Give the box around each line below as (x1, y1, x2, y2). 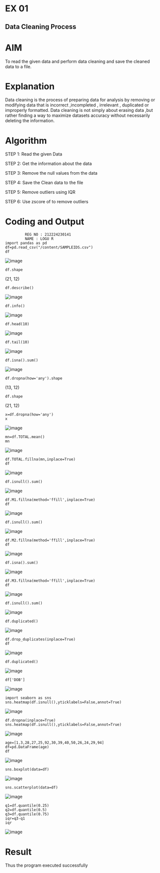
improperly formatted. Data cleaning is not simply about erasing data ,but (5, 107, 153, 113)
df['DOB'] (5, 678, 26, 683)
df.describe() (5, 286, 34, 291)
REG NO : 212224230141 (25, 232, 71, 237)
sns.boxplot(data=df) (5, 767, 50, 772)
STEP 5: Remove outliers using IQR (5, 189, 76, 195)
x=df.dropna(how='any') (5, 412, 54, 417)
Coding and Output (5, 216, 84, 227)
